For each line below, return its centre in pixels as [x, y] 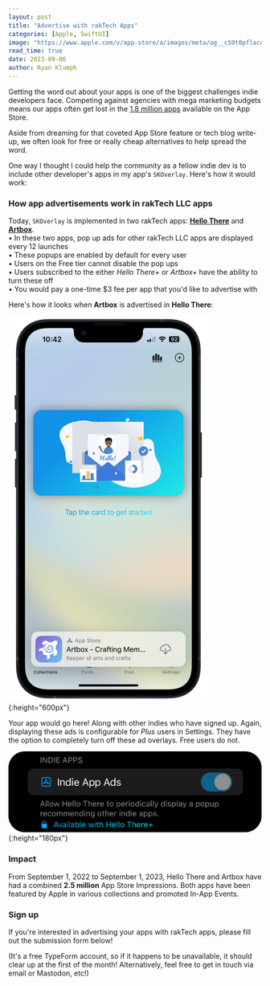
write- [247, 133]
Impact [22, 859]
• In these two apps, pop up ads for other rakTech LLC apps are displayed [131, 238]
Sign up [24, 914]
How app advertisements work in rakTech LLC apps [110, 203]
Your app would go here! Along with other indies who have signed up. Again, [135, 723]
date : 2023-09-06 [37, 59]
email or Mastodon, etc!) [49, 973]
